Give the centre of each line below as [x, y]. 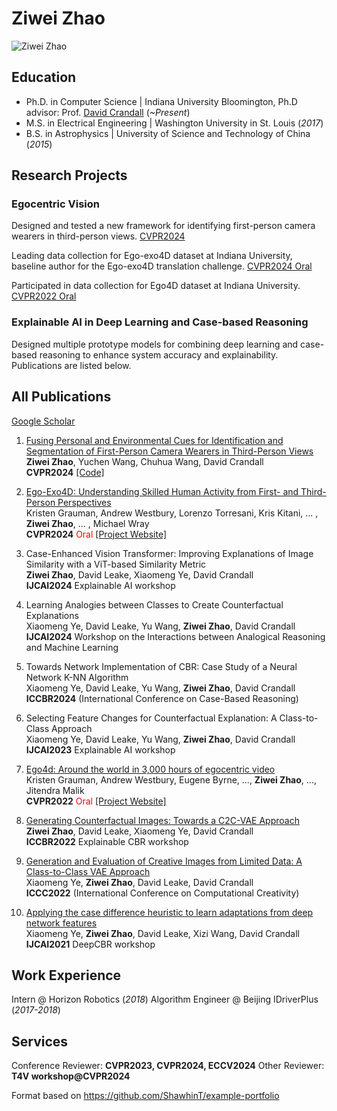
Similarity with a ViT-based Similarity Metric [116, 564]
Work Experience [66, 975]
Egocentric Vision [55, 204]
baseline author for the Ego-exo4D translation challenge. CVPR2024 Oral [162, 266]
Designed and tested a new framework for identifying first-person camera [163, 226]
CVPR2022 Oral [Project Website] [96, 801]
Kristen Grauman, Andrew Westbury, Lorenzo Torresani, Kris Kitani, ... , [172, 513]
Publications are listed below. [71, 365]
